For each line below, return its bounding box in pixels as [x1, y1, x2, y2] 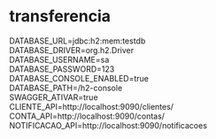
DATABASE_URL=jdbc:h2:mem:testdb [9, 35, 146, 46]
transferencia [9, 6, 112, 27]
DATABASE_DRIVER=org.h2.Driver [9, 44, 135, 55]
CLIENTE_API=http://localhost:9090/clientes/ [9, 101, 174, 112]
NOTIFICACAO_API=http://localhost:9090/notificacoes [9, 120, 208, 130]
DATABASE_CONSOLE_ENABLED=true [9, 73, 149, 83]
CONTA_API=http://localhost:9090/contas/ [9, 111, 166, 121]
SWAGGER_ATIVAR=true [9, 91, 99, 103]
